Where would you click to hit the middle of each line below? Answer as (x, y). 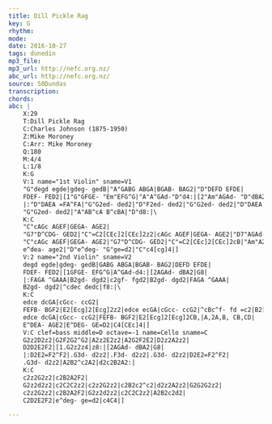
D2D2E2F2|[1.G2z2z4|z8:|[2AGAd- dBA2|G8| (93, 348)
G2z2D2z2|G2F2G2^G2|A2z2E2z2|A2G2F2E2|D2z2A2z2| (106, 340)
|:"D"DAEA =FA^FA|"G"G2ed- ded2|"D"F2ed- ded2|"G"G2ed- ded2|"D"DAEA (143, 204)
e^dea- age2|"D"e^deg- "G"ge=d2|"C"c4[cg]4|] (101, 250)
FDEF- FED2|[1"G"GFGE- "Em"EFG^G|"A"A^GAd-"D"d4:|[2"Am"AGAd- (130, 197)
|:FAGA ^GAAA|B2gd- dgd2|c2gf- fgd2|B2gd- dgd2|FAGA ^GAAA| (126, 280)
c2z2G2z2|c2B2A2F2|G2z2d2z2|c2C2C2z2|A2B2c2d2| (104, 393)
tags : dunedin (32, 54)
